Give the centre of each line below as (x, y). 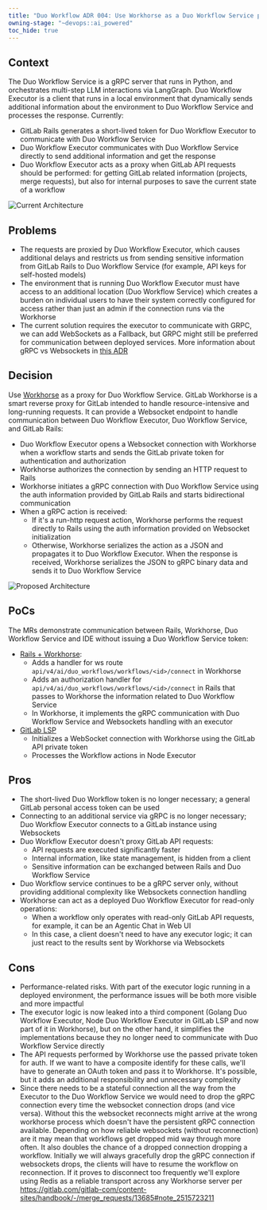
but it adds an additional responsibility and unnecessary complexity (130, 1080)
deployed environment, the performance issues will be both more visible (138, 995)
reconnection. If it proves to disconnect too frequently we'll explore (130, 1173)
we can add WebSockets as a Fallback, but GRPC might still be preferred (139, 334)
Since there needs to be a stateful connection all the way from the (128, 1088)
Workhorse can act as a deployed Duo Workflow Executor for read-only (137, 901)
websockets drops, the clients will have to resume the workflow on (129, 1164)
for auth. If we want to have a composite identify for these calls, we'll (133, 1063)
